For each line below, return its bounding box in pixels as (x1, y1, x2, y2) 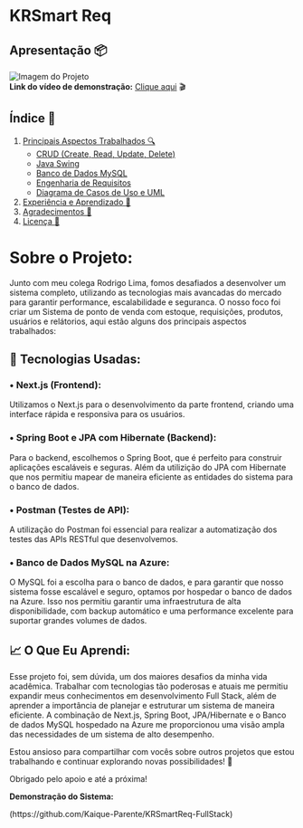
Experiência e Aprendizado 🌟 (22, 196, 131, 207)
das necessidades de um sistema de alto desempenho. (9, 729, 215, 740)
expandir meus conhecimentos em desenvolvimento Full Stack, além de (9, 690, 278, 701)
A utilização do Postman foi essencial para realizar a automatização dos (9, 524, 278, 535)
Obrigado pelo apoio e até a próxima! (9, 774, 147, 785)
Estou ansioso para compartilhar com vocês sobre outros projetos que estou (9, 747, 295, 757)
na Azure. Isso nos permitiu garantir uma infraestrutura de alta (9, 596, 241, 607)
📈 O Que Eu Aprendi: (9, 642, 131, 658)
